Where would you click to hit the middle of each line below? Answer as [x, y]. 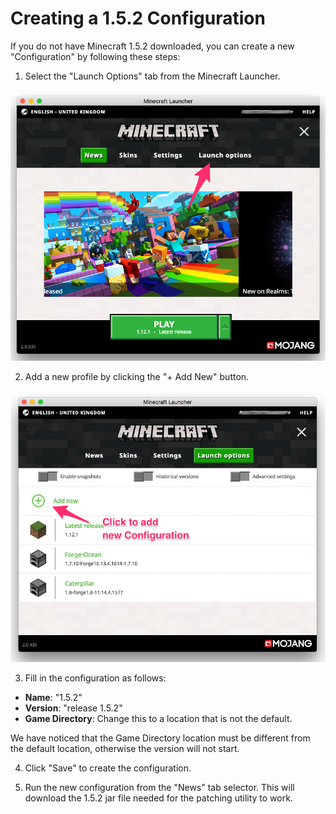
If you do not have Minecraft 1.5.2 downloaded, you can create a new [152, 46]
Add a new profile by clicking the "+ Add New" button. [137, 377]
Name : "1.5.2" [53, 697]
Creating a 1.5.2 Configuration [138, 18]
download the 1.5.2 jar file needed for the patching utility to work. [158, 798]
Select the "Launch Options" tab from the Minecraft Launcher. [152, 76]
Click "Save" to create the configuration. [108, 768]
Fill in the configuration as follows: [95, 678]
